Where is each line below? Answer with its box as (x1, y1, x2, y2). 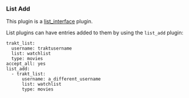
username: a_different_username (21, 76, 101, 82)
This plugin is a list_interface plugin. (6, 18, 93, 25)
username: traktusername (11, 45, 72, 51)
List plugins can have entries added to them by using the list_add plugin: (6, 29, 184, 36)
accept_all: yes (6, 61, 46, 67)
